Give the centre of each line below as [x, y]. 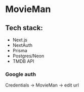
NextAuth [23, 45]
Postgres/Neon [28, 56]
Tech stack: [24, 28]
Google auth [21, 74]
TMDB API [23, 61]
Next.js [20, 40]
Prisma [20, 51]
